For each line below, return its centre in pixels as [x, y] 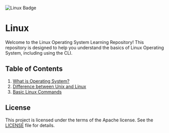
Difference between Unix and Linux [49, 86]
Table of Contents [34, 69]
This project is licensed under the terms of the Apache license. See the [79, 120]
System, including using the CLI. [39, 53]
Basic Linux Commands [37, 92]
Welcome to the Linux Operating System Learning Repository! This [75, 42]
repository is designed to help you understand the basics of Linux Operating [85, 48]
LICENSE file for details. [30, 125]
